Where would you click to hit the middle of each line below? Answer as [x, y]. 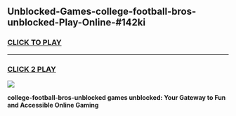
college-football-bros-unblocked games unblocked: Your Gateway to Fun [117, 97]
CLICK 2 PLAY [32, 69]
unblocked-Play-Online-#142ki [77, 23]
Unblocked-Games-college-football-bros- [102, 12]
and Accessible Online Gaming [53, 105]
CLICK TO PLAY [34, 43]
